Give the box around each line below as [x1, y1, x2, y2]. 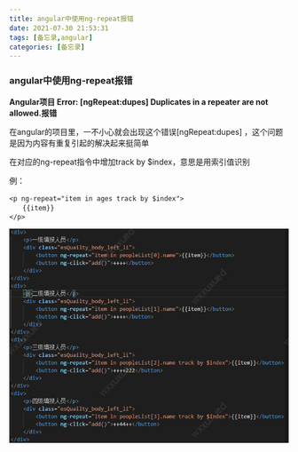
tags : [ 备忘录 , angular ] [9, 33, 93, 42]
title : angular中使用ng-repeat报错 [9, 14, 135, 23]
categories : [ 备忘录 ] [9, 43, 85, 52]
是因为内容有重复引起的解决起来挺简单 [9, 138, 149, 148]
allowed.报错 [9, 107, 58, 118]
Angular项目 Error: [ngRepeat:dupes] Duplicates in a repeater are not [9, 96, 269, 107]
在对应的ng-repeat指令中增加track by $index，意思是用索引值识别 [9, 156, 250, 167]
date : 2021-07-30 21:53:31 [9, 23, 109, 33]
